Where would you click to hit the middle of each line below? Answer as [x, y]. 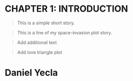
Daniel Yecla [31, 73]
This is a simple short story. [46, 23]
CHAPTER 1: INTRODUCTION [66, 9]
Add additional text [37, 42]
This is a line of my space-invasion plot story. [64, 32]
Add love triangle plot [40, 52]
